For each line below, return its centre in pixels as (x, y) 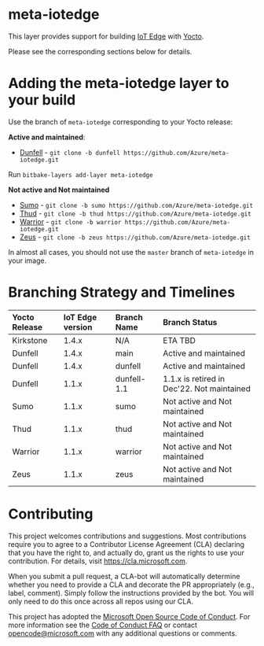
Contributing (51, 514)
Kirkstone (30, 340)
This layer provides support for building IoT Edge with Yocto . (106, 36)
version (78, 327)
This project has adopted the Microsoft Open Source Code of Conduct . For (129, 616)
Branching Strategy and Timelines (122, 292)
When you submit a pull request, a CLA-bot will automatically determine (124, 576)
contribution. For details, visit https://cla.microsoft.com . (98, 561)
